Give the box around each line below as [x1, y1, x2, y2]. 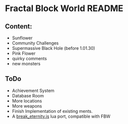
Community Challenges [12, 40, 59, 46]
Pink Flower [12, 50, 36, 56]
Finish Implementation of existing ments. [12, 108, 93, 114]
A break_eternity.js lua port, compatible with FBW [12, 113, 111, 119]
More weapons [12, 103, 42, 109]
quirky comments [12, 56, 47, 61]
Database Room [12, 93, 44, 98]
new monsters [12, 61, 41, 66]
